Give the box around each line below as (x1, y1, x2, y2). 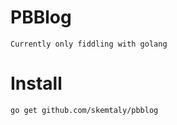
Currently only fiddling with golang (10, 39, 168, 49)
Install (10, 72, 63, 95)
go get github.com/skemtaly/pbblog (10, 105, 159, 115)
